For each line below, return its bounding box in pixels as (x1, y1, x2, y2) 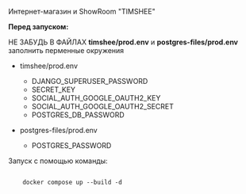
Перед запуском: (8, 22, 69, 31)
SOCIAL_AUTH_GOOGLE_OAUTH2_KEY (31, 93, 161, 102)
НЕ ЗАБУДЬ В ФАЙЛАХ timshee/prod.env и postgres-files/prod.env (8, 37, 239, 47)
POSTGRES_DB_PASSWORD (31, 110, 125, 120)
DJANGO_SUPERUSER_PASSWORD (31, 77, 148, 86)
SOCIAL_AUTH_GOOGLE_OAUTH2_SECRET (31, 102, 175, 111)
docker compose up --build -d (22, 178, 123, 186)
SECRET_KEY (31, 85, 76, 94)
